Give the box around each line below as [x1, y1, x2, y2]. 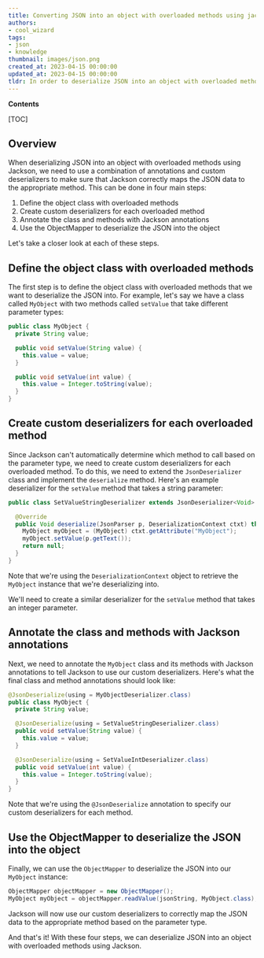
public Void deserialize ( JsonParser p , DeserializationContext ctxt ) [15, 520, 247, 528]
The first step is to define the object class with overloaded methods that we [8, 283, 253, 292]
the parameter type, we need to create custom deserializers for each [8, 458, 231, 468]
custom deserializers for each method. [8, 808, 134, 817]
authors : [8, 19, 37, 27]
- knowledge [8, 48, 47, 56]
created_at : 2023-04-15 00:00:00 [8, 63, 118, 71]
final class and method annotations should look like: [8, 675, 176, 685]
